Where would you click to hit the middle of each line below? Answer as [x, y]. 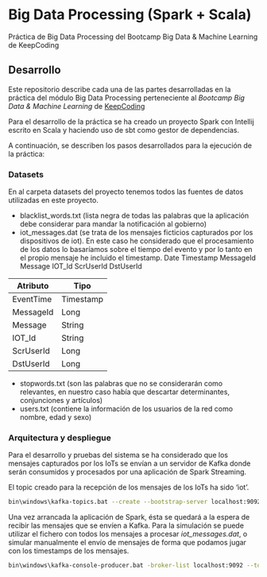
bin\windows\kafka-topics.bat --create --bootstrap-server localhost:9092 [135, 502]
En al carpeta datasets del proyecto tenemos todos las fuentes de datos [126, 192]
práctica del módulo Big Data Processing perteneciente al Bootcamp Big [126, 98]
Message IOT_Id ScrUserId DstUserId [81, 266]
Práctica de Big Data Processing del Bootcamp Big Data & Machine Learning [133, 37]
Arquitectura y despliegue [60, 437]
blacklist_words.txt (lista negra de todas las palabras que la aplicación [134, 215]
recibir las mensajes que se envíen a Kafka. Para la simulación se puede [126, 525]
